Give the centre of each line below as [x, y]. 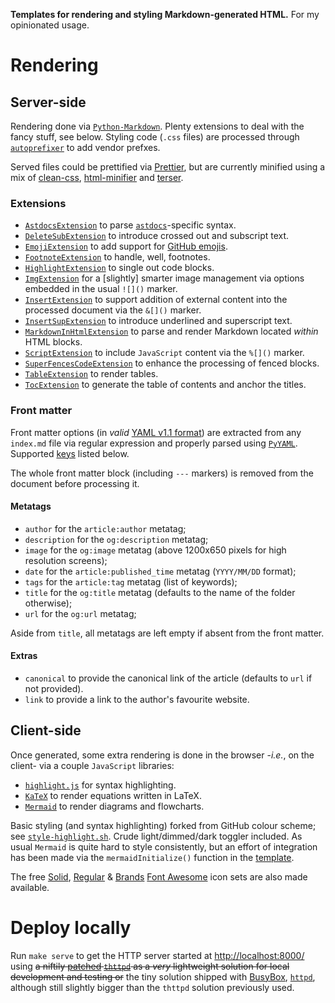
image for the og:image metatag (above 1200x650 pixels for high [155, 550]
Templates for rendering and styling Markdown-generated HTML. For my [165, 14]
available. [30, 887]
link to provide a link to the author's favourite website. [137, 699]
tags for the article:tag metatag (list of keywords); [131, 581]
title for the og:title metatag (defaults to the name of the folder [160, 592]
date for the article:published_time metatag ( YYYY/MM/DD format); [160, 571]
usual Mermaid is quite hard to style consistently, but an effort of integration [164, 846]
